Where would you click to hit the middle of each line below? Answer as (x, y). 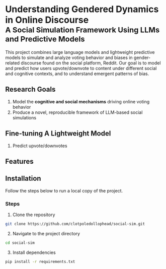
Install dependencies (34, 252)
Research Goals (30, 89)
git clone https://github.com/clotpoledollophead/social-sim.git (75, 224)
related (13, 63)
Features (19, 161)
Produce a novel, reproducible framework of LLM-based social (77, 112)
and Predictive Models (45, 39)
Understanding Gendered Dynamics (82, 9)
